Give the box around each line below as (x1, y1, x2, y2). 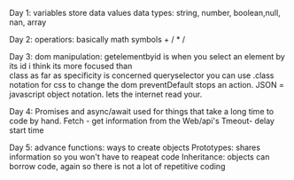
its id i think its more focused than (9, 61, 133, 71)
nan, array (9, 17, 47, 27)
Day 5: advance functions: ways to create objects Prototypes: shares (9, 142, 261, 153)
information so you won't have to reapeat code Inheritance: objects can (9, 152, 270, 162)
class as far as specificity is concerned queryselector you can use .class (9, 70, 275, 81)
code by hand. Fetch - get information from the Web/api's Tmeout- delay (9, 115, 275, 126)
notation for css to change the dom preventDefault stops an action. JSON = (9, 80, 285, 90)
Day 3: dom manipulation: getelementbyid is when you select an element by (9, 51, 285, 61)
